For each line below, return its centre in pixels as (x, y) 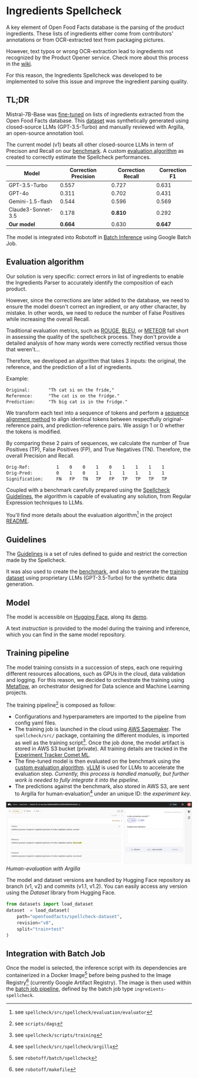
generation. (20, 584)
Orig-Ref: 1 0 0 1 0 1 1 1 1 (85, 467)
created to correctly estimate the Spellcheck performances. (79, 157)
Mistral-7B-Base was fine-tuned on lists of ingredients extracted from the (95, 114)
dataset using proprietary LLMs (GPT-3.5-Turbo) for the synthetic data (92, 578)
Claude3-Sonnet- (31, 210)
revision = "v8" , (35, 923)
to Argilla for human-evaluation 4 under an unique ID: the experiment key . (103, 793)
